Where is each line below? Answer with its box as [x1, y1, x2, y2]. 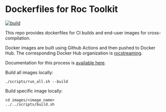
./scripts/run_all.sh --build [5, 79, 68, 84]
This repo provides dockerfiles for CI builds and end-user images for [5, 29, 146, 35]
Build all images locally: [5, 69, 53, 75]
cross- [147, 29, 161, 35]
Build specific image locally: [5, 87, 63, 93]
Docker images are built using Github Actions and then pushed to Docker [5, 44, 156, 50]
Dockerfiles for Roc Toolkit [5, 3, 118, 15]
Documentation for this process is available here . [5, 59, 106, 65]
